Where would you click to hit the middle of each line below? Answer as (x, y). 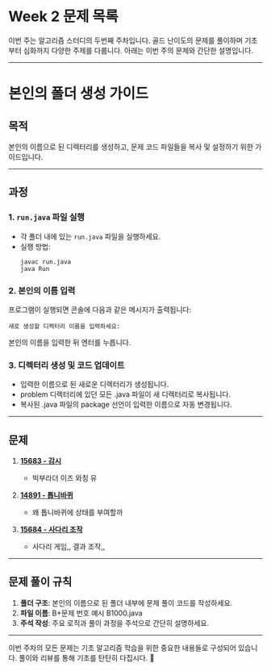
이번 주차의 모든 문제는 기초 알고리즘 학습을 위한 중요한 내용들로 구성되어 (122, 648)
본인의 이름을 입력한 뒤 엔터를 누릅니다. (70, 342)
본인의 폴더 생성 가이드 (79, 94)
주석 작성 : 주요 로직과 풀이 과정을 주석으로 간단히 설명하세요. (115, 623)
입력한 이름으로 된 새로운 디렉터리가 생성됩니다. (94, 385)
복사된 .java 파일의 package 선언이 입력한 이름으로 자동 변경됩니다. (126, 405)
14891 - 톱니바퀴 (47, 495)
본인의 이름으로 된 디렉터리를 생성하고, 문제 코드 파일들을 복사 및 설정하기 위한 (131, 147)
